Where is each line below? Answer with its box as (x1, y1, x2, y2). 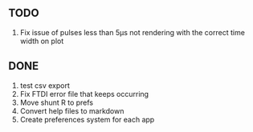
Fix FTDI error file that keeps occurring (19, 89, 149, 98)
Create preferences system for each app (19, 114, 155, 124)
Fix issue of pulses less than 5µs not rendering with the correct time (19, 27, 245, 37)
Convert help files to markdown (19, 106, 124, 115)
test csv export (19, 80, 71, 90)
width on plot (19, 36, 64, 46)
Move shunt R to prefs (19, 98, 94, 107)
